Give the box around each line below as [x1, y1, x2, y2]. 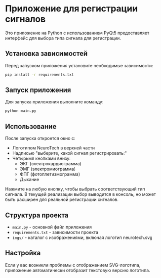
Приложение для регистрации [5, 3, 138, 14]
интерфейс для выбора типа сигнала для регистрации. [5, 35, 121, 41]
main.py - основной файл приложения [12, 224, 92, 230]
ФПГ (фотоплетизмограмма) [19, 171, 80, 177]
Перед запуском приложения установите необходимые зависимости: [5, 62, 153, 68]
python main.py [5, 108, 37, 114]
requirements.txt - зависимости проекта [12, 229, 99, 235]
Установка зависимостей [5, 49, 88, 58]
